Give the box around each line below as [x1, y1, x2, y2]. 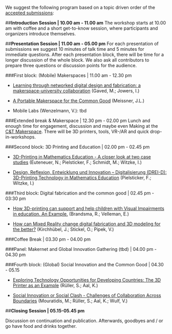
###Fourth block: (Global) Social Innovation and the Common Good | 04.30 [5, 262, 164, 267]
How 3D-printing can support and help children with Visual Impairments [12, 205, 165, 211]
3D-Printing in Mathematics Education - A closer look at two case [12, 154, 151, 160]
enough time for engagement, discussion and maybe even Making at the [5, 123, 158, 129]
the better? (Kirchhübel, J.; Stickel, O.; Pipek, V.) [12, 226, 114, 232]
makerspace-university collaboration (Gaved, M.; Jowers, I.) [12, 88, 140, 94]
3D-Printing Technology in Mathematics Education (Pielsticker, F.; [12, 174, 152, 181]
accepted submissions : [5, 10, 54, 16]
